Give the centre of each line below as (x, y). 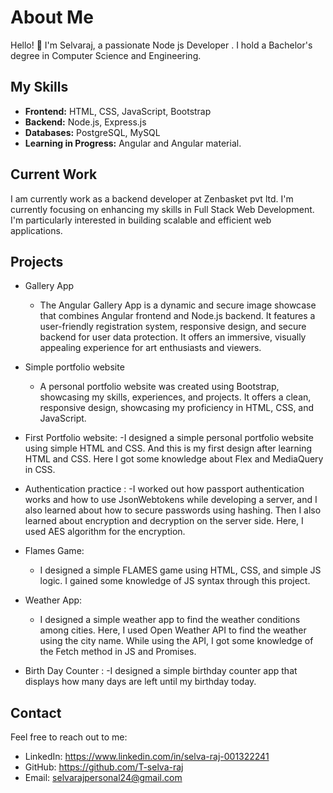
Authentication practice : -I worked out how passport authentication (164, 489)
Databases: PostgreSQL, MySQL (92, 132)
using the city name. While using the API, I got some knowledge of (176, 641)
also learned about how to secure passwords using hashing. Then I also (173, 510)
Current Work (54, 174)
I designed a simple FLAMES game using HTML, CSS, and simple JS (180, 570)
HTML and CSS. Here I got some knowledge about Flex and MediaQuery (174, 459)
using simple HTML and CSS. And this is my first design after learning (168, 448)
